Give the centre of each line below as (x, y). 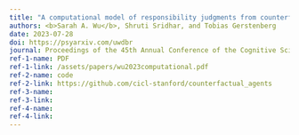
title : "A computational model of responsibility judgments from (133, 17)
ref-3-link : (31, 100)
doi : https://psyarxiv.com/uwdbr (71, 42)
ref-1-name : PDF (39, 59)
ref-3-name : (31, 91)
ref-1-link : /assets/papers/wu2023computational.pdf (109, 67)
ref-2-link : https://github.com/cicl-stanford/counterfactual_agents (141, 83)
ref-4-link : (31, 116)
